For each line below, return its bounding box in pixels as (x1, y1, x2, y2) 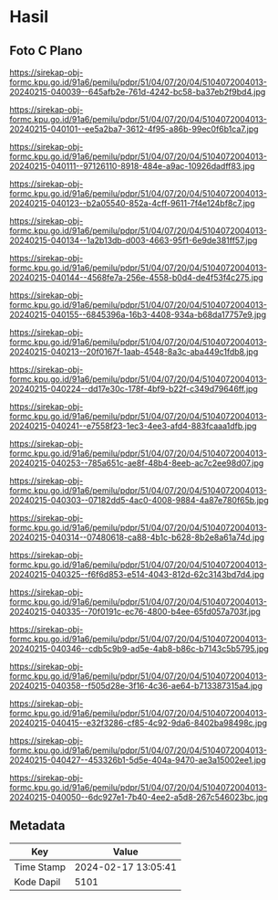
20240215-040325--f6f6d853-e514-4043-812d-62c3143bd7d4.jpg (9, 569, 264, 579)
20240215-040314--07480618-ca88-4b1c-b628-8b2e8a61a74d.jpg (9, 532, 265, 543)
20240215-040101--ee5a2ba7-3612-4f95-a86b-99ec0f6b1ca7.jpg (9, 123, 259, 134)
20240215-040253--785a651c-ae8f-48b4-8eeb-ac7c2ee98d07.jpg (9, 458, 264, 468)
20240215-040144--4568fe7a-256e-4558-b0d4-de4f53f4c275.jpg (9, 272, 264, 282)
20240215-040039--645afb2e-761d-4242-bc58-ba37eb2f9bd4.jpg (9, 87, 266, 97)
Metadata (9, 818, 66, 833)
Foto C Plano (9, 43, 83, 58)
